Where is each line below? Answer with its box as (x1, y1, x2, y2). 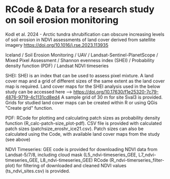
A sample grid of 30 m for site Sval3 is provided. (61, 94, 163, 100)
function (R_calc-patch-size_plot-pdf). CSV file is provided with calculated (5, 120, 162, 126)
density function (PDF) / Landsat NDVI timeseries (5, 63, 109, 69)
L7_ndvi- (138, 152, 157, 158)
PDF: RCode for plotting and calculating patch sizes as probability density (5, 114, 160, 121)
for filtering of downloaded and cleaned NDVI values (16, 162, 127, 168)
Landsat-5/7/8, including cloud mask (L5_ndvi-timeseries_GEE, (5, 152, 138, 158)
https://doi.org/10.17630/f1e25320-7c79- (73, 88, 159, 95)
